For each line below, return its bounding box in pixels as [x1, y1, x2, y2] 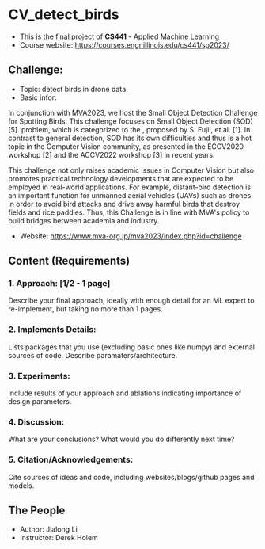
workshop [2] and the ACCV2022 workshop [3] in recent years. [8, 150, 215, 159]
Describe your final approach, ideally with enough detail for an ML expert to [8, 295, 255, 306]
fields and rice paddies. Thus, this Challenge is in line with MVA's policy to [8, 208, 250, 217]
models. [8, 481, 35, 490]
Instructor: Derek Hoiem [19, 533, 99, 543]
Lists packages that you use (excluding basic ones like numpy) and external [8, 342, 256, 352]
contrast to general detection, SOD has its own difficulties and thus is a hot [8, 133, 252, 143]
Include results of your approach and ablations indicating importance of [8, 388, 242, 398]
